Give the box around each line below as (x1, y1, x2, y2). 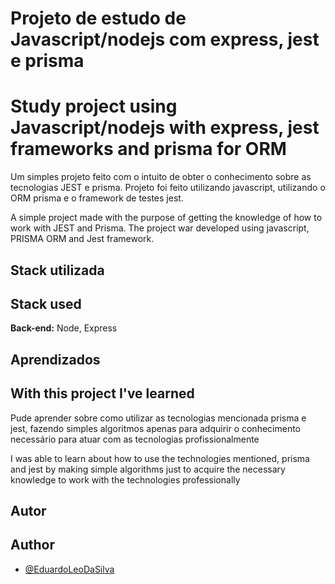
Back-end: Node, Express (10, 322, 118, 334)
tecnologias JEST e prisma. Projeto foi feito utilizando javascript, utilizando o (10, 182, 326, 194)
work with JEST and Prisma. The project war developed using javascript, (10, 222, 310, 234)
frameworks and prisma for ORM (10, 138, 287, 161)
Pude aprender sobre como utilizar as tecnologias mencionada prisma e (10, 412, 307, 424)
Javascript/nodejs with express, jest (10, 117, 320, 139)
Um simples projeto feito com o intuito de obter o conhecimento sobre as (10, 171, 312, 183)
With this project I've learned (10, 385, 195, 402)
